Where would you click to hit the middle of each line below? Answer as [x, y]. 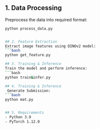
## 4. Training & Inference [33, 86]
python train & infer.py [28, 77]
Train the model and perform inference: [46, 68]
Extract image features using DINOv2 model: [50, 46]
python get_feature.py [28, 55]
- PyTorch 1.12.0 [22, 121]
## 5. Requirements [25, 113]
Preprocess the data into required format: [46, 19]
